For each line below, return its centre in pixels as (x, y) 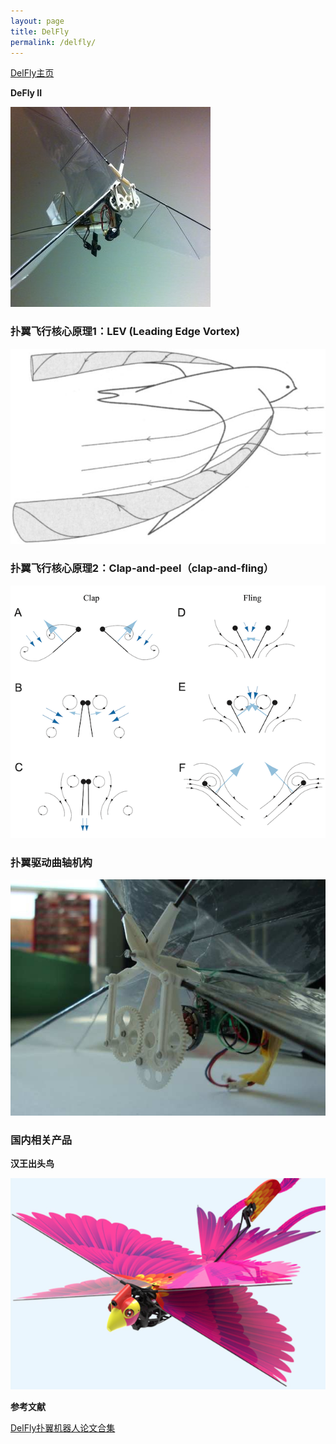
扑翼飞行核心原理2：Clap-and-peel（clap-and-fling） (142, 568)
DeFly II (26, 93)
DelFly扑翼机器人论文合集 (63, 1428)
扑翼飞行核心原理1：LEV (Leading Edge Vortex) (125, 332)
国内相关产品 (41, 1140)
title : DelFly (40, 31)
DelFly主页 (32, 73)
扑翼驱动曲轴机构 (51, 862)
